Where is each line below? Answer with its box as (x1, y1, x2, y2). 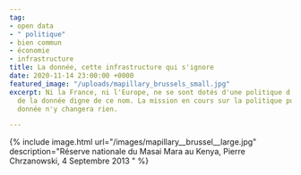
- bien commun (9, 37, 63, 47)
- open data (9, 21, 54, 30)
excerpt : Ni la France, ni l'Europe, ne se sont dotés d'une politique (9, 87, 282, 96)
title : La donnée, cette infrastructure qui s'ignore (9, 63, 215, 72)
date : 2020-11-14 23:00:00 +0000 (9, 71, 134, 80)
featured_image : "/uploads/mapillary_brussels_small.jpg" (9, 79, 230, 88)
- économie (9, 46, 50, 55)
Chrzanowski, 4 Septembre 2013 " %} (9, 155, 150, 166)
